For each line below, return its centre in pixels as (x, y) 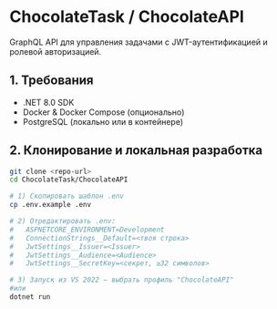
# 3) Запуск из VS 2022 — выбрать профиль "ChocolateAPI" (122, 280)
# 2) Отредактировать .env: (63, 221)
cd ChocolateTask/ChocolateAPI (69, 180)
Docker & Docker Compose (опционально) (103, 112)
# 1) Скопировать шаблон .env (67, 196)
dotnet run (30, 297)
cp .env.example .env (51, 205)
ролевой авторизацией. (56, 51)
